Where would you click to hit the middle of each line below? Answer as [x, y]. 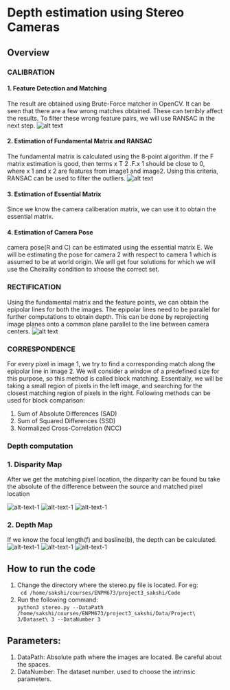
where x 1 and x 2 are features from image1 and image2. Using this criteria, [113, 171]
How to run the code [51, 568]
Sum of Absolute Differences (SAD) [67, 414]
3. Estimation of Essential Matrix [54, 194]
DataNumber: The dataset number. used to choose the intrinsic [106, 672]
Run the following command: [57, 600]
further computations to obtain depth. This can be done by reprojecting [108, 316]
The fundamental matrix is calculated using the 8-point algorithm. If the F [111, 156]
